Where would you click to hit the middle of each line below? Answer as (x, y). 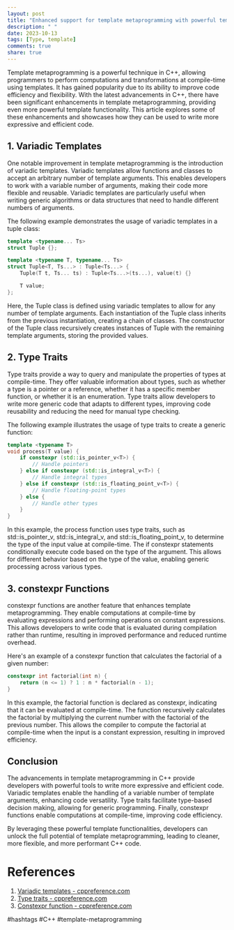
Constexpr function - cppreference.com (75, 906)
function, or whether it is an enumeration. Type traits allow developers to (111, 396)
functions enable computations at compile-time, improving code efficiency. (115, 815)
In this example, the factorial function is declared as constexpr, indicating (112, 703)
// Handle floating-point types (79, 490)
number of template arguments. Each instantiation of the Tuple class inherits (117, 313)
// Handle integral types (70, 477)
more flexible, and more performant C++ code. (74, 843)
